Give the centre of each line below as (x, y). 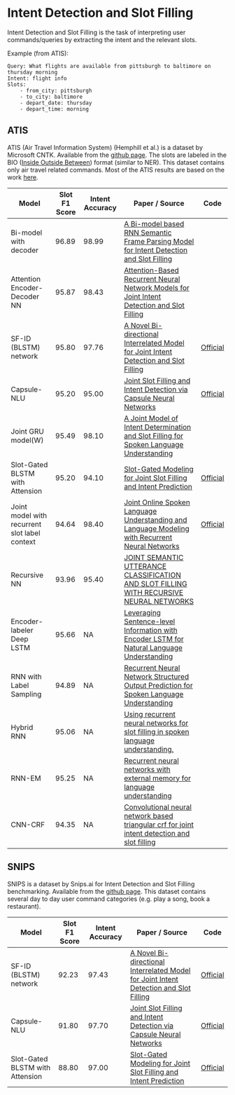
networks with (147, 769)
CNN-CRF (28, 825)
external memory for (157, 778)
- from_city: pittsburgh (56, 90)
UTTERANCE (145, 566)
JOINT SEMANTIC (154, 557)
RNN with (26, 676)
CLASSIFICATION (152, 574)
